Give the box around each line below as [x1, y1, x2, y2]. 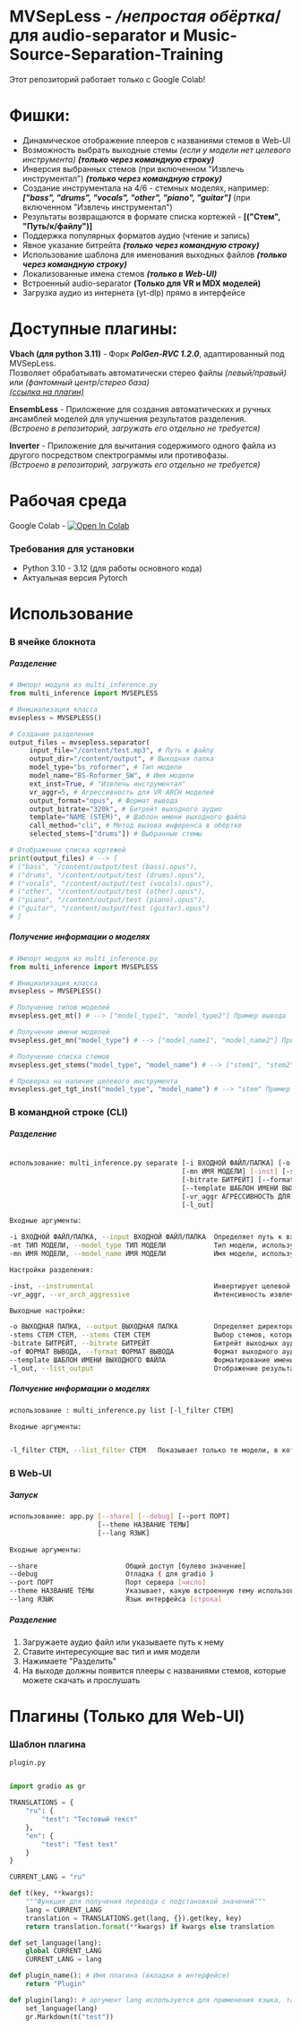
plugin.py [9, 1759, 47, 1768]
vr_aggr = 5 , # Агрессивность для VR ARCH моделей [29, 787, 215, 796]
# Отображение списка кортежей [9, 846, 126, 855]
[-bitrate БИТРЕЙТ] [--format [181, 1175, 295, 1184]
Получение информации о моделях [9, 932, 150, 942]
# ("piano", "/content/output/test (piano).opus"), [9, 896, 206, 905]
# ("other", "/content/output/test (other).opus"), [9, 887, 206, 897]
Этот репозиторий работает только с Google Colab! [9, 73, 206, 84]
